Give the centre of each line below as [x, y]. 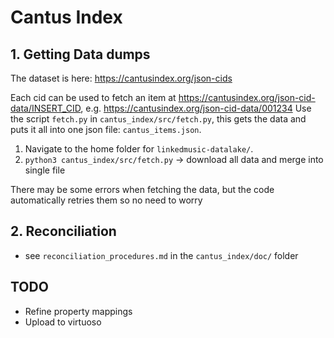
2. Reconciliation [63, 231]
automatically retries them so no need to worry [106, 200]
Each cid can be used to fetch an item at [93, 97]
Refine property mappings [78, 311]
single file [45, 170]
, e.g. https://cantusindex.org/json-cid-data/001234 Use [196, 108]
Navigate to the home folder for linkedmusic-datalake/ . [139, 149]
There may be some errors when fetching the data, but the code [142, 189]
